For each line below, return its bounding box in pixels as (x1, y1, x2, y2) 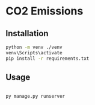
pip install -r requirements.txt (5, 56, 90, 62)
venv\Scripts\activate (5, 49, 63, 56)
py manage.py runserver (5, 94, 66, 100)
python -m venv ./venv (5, 44, 63, 50)
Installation (5, 28, 49, 39)
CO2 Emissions (5, 4, 84, 18)
